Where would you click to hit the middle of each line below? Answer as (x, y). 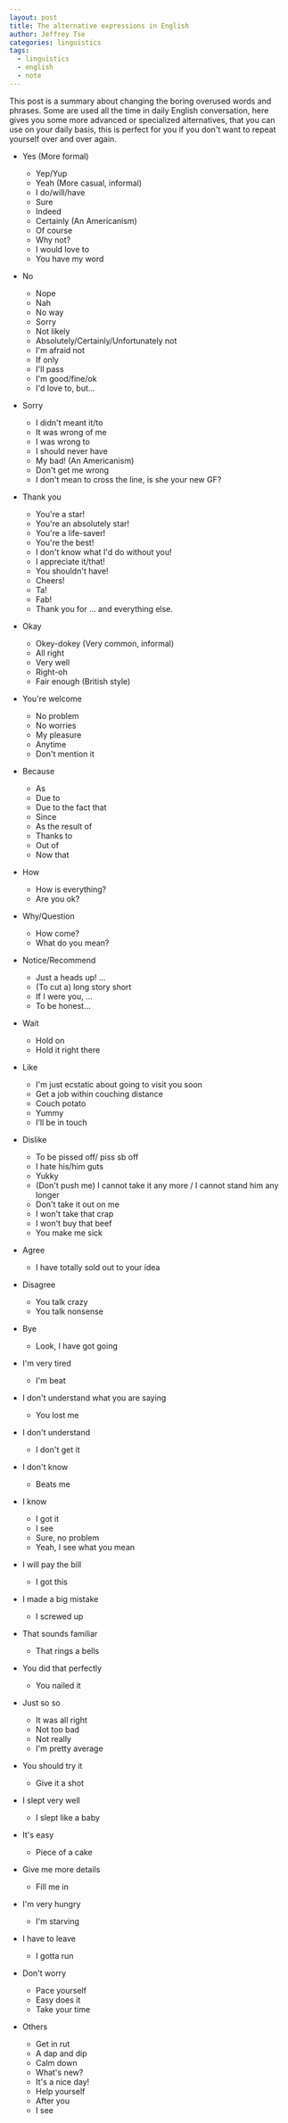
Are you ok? (58, 898)
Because (38, 771)
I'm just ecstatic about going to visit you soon (119, 1084)
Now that (52, 855)
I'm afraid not (60, 350)
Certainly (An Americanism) (86, 220)
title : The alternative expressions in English (99, 26)
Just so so (41, 1702)
